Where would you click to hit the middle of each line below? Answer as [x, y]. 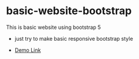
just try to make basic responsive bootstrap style [74, 38]
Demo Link [28, 50]
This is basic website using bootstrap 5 [54, 27]
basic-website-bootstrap [69, 11]
